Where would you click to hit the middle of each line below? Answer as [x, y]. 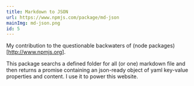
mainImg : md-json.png [33, 23]
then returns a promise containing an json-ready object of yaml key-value [97, 70]
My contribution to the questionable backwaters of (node [77, 46]
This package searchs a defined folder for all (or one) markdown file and [96, 64]
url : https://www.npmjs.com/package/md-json [63, 17]
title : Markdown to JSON [37, 12]
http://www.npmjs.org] [36, 52]
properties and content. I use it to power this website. [72, 76]
